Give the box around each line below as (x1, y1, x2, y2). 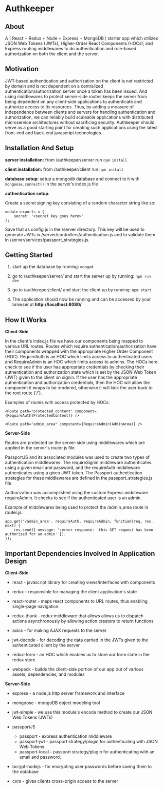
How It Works (5, 316, 47, 324)
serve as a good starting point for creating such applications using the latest (5, 124, 158, 130)
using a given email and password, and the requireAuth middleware (5, 465, 140, 471)
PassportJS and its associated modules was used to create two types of (5, 454, 150, 460)
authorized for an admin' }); (5, 532, 67, 537)
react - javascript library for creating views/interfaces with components (12, 579, 155, 586)
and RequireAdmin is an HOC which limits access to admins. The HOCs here (5, 359, 158, 365)
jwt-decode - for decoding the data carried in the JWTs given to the (12, 637, 148, 643)
